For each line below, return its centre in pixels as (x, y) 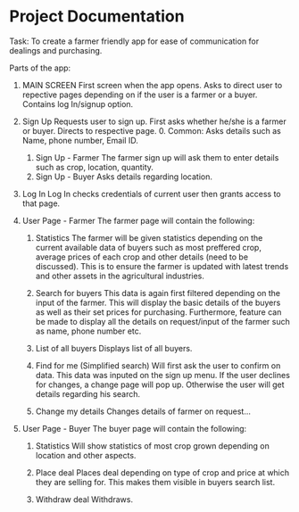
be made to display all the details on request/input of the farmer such (162, 321)
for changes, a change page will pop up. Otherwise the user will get (160, 384)
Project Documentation (97, 17)
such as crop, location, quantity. (95, 167)
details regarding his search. (88, 393)
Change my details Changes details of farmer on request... (143, 411)
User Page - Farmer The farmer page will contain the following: (138, 220)
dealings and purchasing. (56, 50)
